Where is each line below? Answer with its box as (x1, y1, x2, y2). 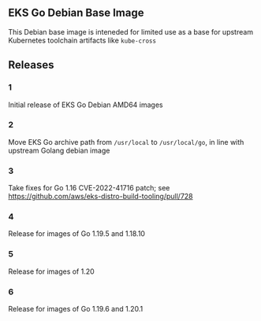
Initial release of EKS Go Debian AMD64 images (8, 100, 163, 109)
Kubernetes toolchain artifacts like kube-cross (8, 35, 156, 45)
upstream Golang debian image (8, 146, 110, 155)
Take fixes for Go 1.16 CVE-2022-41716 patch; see (8, 183, 170, 193)
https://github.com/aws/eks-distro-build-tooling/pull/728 (8, 192, 193, 201)
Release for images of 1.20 (8, 267, 95, 276)
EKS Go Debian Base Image (8, 6, 144, 20)
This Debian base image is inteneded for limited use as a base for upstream (8, 27, 254, 36)
